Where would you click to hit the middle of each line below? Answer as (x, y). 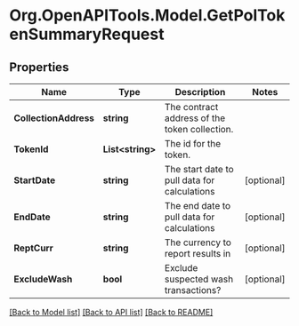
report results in (198, 254)
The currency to (198, 243)
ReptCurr (33, 248)
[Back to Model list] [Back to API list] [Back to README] (111, 312)
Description (200, 92)
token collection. (199, 129)
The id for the (193, 143)
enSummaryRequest (87, 34)
